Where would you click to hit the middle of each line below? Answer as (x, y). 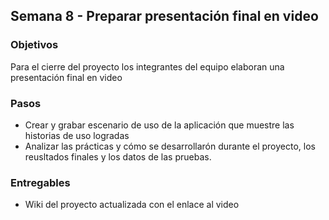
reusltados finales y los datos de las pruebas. (118, 156)
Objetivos (34, 45)
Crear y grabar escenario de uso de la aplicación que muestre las (159, 125)
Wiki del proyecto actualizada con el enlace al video (132, 205)
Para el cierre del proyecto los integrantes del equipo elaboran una (147, 66)
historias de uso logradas (77, 135)
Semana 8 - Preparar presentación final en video (164, 16)
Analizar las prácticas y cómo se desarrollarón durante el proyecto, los (170, 146)
